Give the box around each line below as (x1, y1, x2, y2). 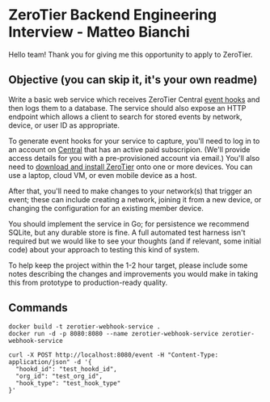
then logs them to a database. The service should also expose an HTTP (8, 103, 247, 112)
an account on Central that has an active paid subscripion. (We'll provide (8, 144, 251, 154)
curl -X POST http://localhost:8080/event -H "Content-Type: (8, 350, 219, 359)
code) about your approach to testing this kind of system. (8, 244, 200, 254)
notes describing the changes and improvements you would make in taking (8, 269, 259, 278)
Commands (8, 301, 69, 315)
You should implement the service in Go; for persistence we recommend (8, 218, 250, 228)
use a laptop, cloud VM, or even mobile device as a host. (8, 170, 197, 180)
